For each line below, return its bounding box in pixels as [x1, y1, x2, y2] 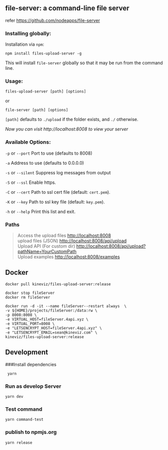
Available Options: [5, 139, 51, 146]
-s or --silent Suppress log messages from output [5, 169, 111, 175]
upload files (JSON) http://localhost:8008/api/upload [17, 238, 127, 244]
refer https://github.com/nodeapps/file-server [5, 17, 100, 23]
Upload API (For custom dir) [17, 243, 75, 249]
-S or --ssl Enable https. [5, 179, 56, 185]
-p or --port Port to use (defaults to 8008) [5, 150, 93, 156]
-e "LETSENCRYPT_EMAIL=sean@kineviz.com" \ [5, 330, 98, 335]
